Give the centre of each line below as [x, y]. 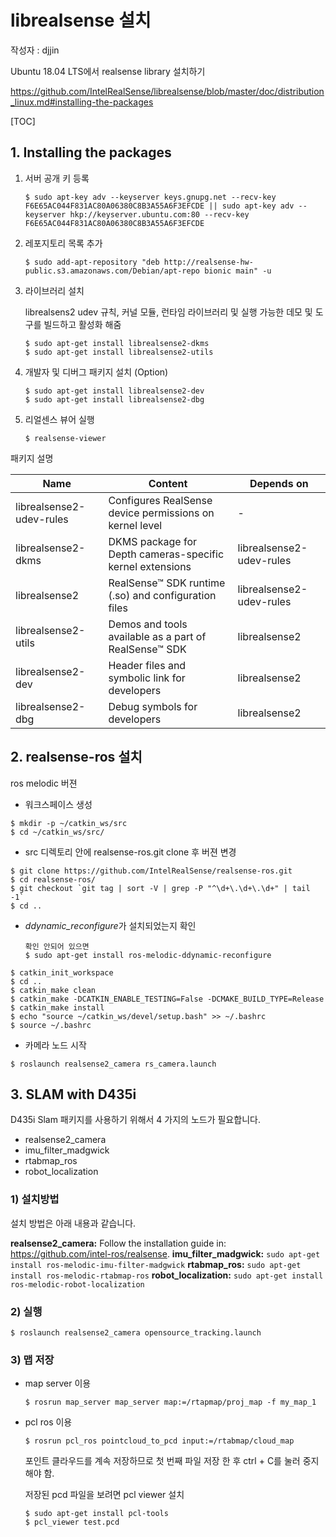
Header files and [147, 665]
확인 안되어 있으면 [57, 946]
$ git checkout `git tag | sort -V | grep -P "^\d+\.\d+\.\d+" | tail [160, 888]
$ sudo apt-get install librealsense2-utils [119, 352]
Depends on [279, 483]
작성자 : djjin [35, 50]
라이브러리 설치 [54, 290]
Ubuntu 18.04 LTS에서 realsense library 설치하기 [108, 71]
